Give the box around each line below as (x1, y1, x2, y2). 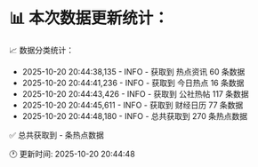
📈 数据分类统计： (9, 44, 74, 55)
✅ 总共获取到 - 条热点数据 (9, 130, 105, 140)
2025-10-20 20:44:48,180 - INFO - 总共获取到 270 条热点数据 (21, 110, 248, 121)
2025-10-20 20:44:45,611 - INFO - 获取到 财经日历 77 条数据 (21, 99, 244, 110)
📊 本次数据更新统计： (9, 8, 169, 28)
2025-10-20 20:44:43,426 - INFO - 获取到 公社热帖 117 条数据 (21, 88, 249, 99)
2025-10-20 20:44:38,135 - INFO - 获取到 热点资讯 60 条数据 (21, 66, 246, 76)
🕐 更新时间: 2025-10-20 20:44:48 (9, 148, 135, 159)
